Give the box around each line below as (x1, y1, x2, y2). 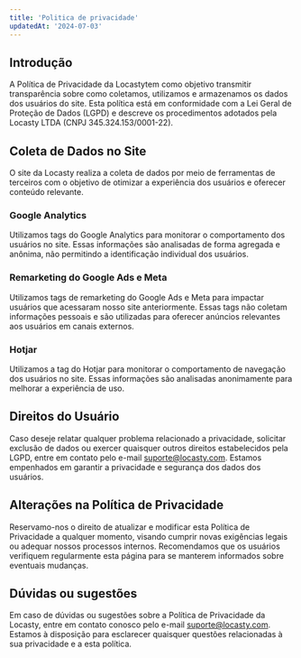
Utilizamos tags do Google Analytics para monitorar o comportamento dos (9, 229, 286, 240)
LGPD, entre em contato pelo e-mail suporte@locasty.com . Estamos (9, 452, 262, 463)
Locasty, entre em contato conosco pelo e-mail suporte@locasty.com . (9, 619, 271, 630)
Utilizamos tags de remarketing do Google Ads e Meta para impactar (9, 292, 264, 302)
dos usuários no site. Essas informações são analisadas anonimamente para (9, 374, 293, 385)
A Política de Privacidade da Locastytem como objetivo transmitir (9, 79, 252, 90)
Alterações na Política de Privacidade (9, 497, 224, 513)
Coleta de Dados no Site (9, 144, 147, 159)
